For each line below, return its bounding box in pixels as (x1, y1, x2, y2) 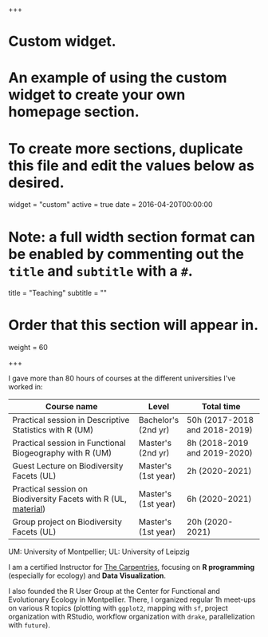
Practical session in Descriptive (12, 415, 130, 426)
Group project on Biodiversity (12, 516, 122, 528)
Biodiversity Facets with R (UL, (12, 493, 128, 504)
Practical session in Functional (12, 437, 126, 448)
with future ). (8, 620, 50, 630)
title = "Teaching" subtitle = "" (8, 289, 108, 298)
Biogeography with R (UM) (12, 448, 112, 459)
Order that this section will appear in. (8, 317, 259, 334)
